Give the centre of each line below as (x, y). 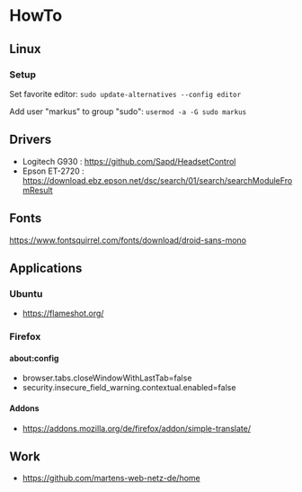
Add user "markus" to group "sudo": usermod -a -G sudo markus (128, 111)
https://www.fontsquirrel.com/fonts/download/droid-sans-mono (128, 240)
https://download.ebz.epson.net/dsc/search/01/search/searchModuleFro (157, 180)
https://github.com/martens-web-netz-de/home (111, 479)
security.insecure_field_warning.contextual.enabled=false (129, 388)
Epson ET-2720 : (53, 171)
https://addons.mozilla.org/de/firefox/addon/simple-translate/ (137, 428)
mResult (37, 190)
